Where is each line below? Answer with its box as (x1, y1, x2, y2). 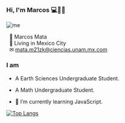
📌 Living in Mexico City (8, 40, 66, 47)
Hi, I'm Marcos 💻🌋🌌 (6, 5, 66, 14)
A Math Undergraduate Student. (14, 86, 95, 94)
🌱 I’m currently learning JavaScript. (14, 98, 103, 105)
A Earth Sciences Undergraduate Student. (14, 74, 120, 82)
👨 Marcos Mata (8, 33, 47, 41)
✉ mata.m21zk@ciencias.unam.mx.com (8, 46, 107, 53)
